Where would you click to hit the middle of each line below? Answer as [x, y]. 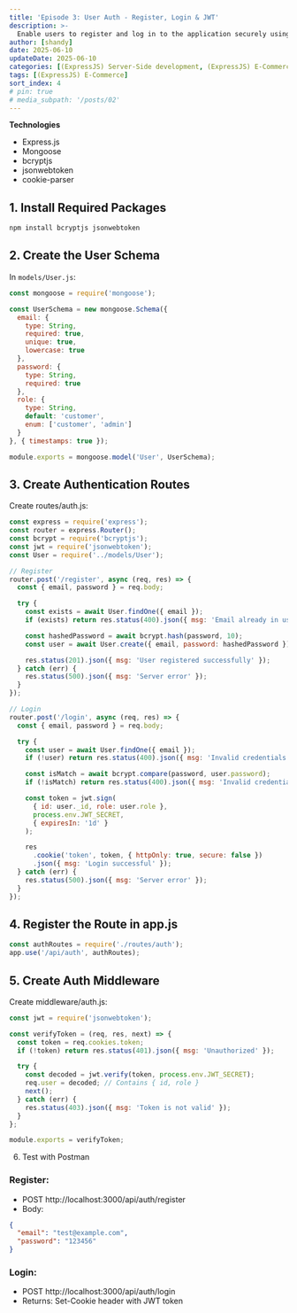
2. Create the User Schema [85, 256]
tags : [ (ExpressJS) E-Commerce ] [69, 75]
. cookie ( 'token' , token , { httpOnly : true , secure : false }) [148, 856]
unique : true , [51, 342]
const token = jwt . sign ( [71, 798]
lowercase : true [55, 351]
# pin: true [31, 91]
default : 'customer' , [65, 416]
